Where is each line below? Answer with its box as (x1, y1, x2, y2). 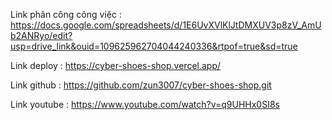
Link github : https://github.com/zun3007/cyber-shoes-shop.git (10, 79, 272, 91)
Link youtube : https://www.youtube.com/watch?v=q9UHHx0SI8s (10, 99, 280, 110)
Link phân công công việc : (10, 9, 122, 20)
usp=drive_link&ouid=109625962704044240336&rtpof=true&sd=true (10, 40, 298, 52)
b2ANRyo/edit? (10, 30, 73, 41)
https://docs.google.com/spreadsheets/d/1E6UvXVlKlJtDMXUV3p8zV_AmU (10, 19, 322, 31)
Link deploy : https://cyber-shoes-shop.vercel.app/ (10, 60, 222, 71)
